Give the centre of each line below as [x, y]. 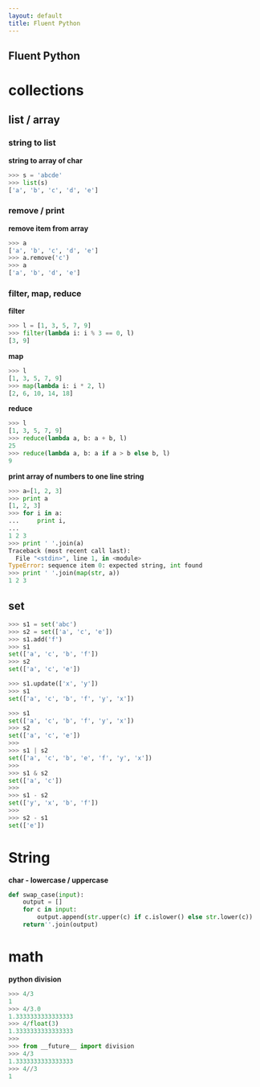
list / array [34, 120]
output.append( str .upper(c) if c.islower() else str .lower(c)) [145, 917]
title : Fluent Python [45, 23]
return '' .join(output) [61, 925]
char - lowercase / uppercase [59, 880]
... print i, [37, 521]
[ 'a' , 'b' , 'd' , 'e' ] [45, 273]
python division [35, 979]
